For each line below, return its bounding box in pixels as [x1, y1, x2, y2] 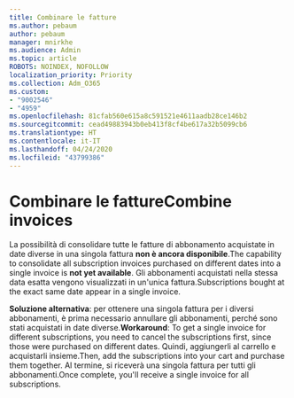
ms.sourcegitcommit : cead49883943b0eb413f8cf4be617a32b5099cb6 [9, 121, 248, 129]
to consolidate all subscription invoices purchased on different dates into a [9, 258, 282, 269]
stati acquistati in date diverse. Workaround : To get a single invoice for [9, 323, 267, 333]
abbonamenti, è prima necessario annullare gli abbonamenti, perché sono [9, 313, 278, 324]
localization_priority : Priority [9, 71, 133, 80]
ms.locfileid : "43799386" [9, 152, 104, 162]
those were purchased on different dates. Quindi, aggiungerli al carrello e [9, 341, 276, 352]
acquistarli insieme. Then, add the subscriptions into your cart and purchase [9, 351, 285, 362]
